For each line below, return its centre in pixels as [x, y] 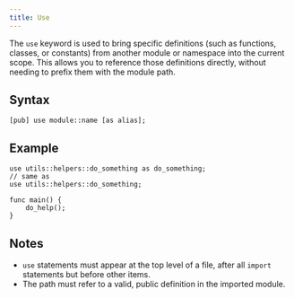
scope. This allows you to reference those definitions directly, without [138, 62]
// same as [30, 177]
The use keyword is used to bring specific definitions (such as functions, [143, 43]
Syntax [30, 100]
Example [34, 148]
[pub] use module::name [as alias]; [78, 121]
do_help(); [46, 208]
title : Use [30, 18]
